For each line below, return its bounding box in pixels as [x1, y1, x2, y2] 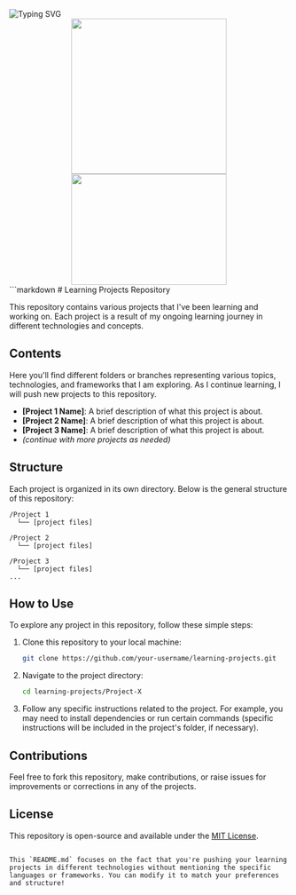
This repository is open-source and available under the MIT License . [9, 830, 259, 841]
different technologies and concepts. [9, 321, 144, 331]
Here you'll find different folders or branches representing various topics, [9, 369, 277, 380]
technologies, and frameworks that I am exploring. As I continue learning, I [9, 379, 281, 390]
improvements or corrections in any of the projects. [9, 781, 197, 791]
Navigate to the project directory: [21, 670, 144, 681]
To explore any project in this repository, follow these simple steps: [9, 620, 253, 630]
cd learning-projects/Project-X [21, 687, 142, 696]
